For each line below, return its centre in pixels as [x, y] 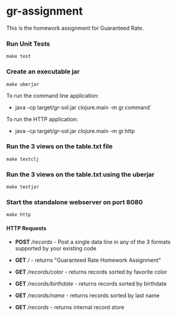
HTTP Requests [26, 228]
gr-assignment [45, 11]
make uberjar [23, 84]
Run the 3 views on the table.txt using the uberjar [80, 174]
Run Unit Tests [28, 44]
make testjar [23, 187]
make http [19, 215]
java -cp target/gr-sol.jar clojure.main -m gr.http [75, 131]
